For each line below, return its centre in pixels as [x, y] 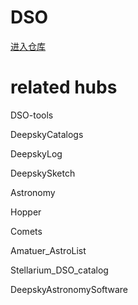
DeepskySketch [43, 173]
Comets [26, 231]
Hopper [26, 212]
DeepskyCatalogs [47, 134]
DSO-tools [32, 115]
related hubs [64, 87]
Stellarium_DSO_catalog [59, 270]
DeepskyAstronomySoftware [69, 289]
